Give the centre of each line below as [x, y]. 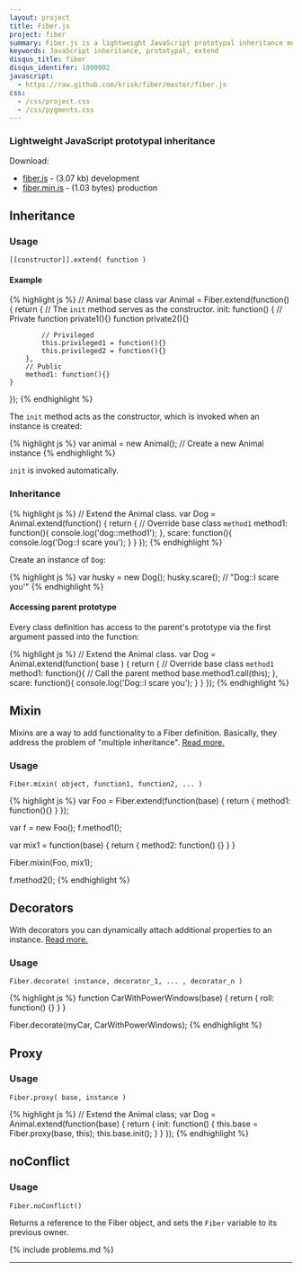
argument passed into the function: [74, 636]
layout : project [40, 18]
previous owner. [39, 1232]
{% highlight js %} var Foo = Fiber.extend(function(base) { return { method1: [150, 801]
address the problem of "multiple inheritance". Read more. [117, 742]
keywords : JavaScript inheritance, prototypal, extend [114, 51]
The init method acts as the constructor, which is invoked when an [135, 417]
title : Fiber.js [40, 26]
